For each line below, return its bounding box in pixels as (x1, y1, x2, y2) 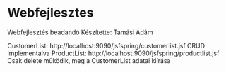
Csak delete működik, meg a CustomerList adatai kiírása (7, 56, 171, 64)
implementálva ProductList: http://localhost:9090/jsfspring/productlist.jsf (7, 49, 220, 57)
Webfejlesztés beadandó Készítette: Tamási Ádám (7, 28, 153, 36)
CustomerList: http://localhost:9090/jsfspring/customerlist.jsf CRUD (7, 41, 206, 50)
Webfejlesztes (7, 5, 94, 21)
